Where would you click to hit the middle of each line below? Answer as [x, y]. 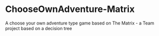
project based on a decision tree [39, 28]
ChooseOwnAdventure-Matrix [70, 9]
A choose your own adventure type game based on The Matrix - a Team [80, 23]
